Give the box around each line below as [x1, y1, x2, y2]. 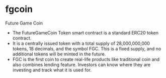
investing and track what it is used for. [12, 66, 92, 73]
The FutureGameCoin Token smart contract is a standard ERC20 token [12, 29, 159, 35]
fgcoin [5, 3, 33, 15]
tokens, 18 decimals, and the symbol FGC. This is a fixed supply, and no [12, 45, 161, 51]
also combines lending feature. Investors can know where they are [12, 61, 151, 67]
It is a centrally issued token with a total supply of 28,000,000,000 [12, 40, 150, 46]
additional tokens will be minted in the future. [12, 51, 106, 57]
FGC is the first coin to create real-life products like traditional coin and [12, 56, 160, 62]
